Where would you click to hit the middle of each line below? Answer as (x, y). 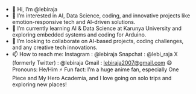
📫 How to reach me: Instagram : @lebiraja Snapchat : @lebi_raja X (95, 54)
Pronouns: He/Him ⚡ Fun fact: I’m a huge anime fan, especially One (95, 69)
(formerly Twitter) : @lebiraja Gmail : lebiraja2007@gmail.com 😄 (92, 63)
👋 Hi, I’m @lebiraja (35, 9)
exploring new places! (40, 84)
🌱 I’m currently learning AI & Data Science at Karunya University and (97, 28)
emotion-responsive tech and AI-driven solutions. (74, 22)
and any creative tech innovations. (55, 47)
